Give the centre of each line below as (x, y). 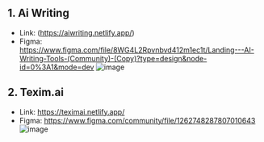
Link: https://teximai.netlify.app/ (72, 111)
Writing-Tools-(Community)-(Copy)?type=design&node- (113, 58)
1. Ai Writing (38, 13)
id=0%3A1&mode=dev (57, 67)
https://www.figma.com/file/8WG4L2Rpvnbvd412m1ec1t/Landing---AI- (137, 50)
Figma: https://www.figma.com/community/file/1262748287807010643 (137, 120)
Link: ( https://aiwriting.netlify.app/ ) (77, 32)
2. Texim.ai (36, 92)
